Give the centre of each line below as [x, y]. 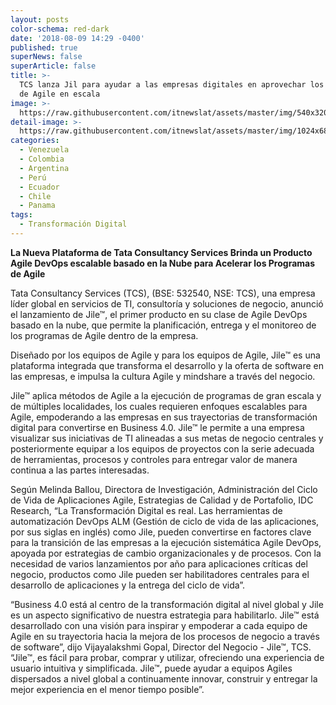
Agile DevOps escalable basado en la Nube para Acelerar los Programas [163, 263]
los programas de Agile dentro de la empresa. [104, 335]
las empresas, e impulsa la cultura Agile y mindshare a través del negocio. [163, 376]
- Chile [35, 196]
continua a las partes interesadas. [80, 470]
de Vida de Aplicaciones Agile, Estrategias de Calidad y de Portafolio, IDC [162, 500]
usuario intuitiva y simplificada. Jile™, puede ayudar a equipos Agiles [151, 668]
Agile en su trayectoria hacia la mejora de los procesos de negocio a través [165, 636]
